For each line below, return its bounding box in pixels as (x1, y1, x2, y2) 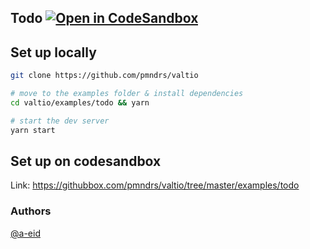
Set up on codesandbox (10, 152, 162, 170)
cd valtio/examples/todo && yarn (10, 97, 150, 108)
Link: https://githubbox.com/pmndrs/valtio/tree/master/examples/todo (10, 179, 300, 191)
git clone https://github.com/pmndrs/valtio (10, 71, 199, 81)
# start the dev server (10, 116, 110, 126)
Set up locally (10, 44, 97, 61)
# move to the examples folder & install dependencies (10, 89, 244, 99)
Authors (10, 204, 52, 218)
